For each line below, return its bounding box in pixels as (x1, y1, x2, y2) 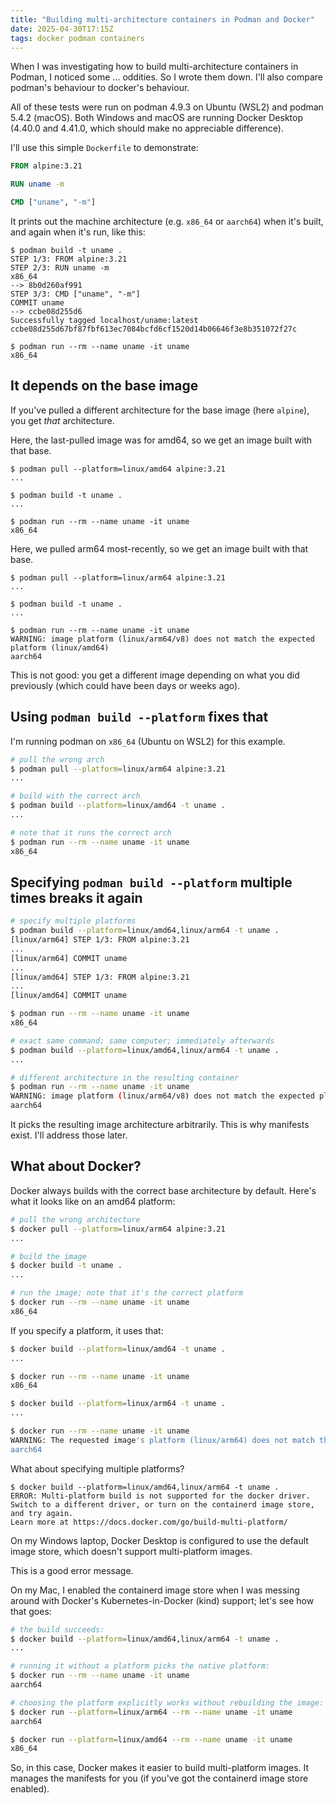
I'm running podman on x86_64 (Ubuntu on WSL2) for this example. (10, 735, 286, 747)
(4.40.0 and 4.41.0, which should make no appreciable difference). (10, 122, 284, 135)
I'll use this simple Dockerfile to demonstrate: (10, 142, 199, 154)
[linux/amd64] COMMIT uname (10, 991, 128, 1001)
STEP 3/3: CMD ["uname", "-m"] (10, 289, 141, 299)
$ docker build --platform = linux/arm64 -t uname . (10, 1399, 226, 1409)
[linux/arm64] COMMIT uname (10, 953, 128, 963)
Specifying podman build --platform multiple (10, 874, 293, 891)
